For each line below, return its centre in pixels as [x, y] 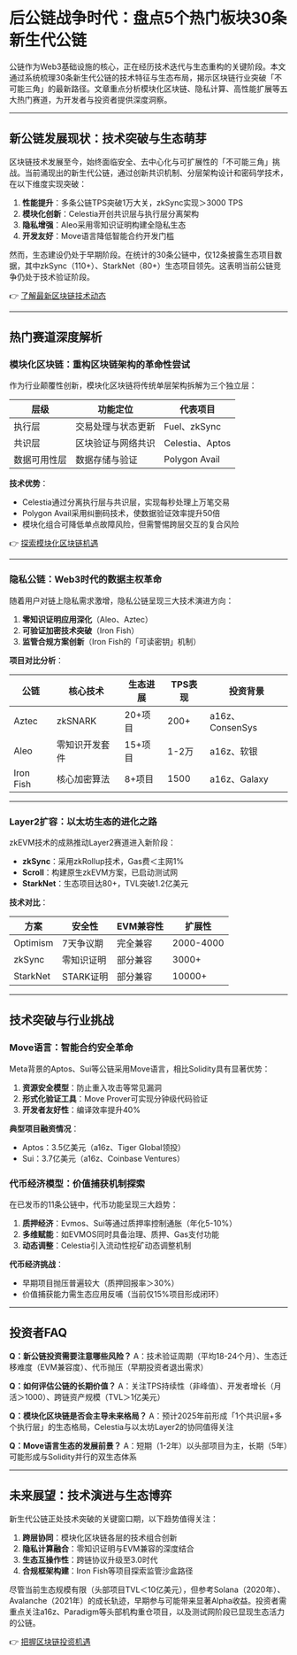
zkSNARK [76, 721]
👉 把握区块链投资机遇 [50, 1641]
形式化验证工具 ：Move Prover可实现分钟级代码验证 [115, 1098]
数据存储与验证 [107, 460]
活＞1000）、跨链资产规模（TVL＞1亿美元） [87, 1396]
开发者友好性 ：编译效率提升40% [81, 1110]
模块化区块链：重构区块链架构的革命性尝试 [100, 365]
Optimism [34, 943]
